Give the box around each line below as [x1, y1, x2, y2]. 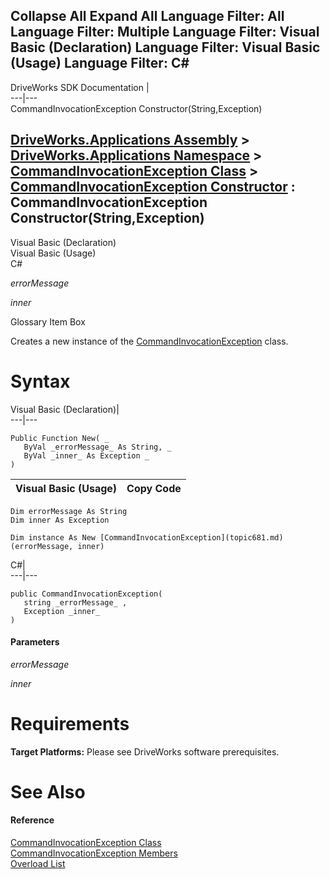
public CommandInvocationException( [10, 589, 163, 599]
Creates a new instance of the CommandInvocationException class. [10, 335, 289, 347]
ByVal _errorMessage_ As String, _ [23, 442, 172, 452]
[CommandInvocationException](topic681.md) [99, 532, 284, 543]
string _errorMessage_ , [23, 597, 128, 608]
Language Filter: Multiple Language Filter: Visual [10, 24, 320, 41]
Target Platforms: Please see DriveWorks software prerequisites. [10, 745, 280, 758]
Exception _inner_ [23, 606, 101, 616]
